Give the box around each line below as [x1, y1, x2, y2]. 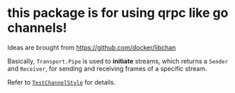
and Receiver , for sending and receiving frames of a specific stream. [7, 64, 207, 73]
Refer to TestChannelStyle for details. [7, 77, 116, 86]
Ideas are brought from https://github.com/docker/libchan [7, 43, 176, 51]
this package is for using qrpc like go [7, 5, 229, 21]
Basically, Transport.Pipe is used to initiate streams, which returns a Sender [7, 56, 229, 65]
